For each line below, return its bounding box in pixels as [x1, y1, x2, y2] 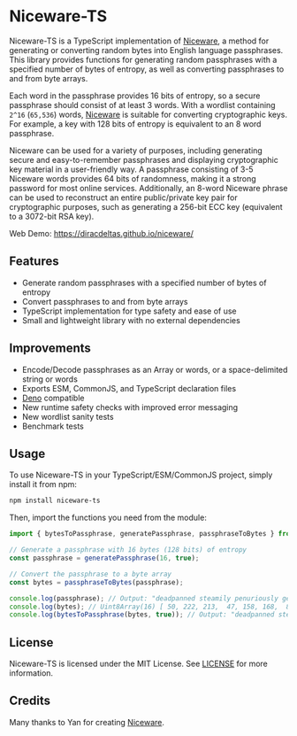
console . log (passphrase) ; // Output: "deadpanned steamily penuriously [9, 593, 278, 603]
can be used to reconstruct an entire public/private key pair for [9, 192, 238, 203]
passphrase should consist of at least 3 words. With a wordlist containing [9, 99, 276, 110]
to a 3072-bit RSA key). [9, 211, 95, 221]
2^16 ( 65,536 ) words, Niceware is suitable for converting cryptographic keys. [9, 109, 287, 120]
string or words [21, 374, 78, 384]
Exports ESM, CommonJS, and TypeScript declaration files [21, 383, 237, 393]
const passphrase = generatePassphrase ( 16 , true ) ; [9, 554, 200, 562]
